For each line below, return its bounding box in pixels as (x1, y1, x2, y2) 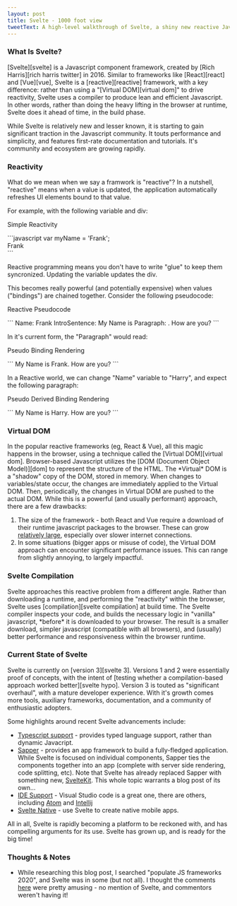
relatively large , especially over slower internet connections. (17, 531, 193, 539)
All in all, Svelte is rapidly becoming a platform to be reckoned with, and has (7, 819, 228, 828)
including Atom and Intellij (17, 798, 93, 806)
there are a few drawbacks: (7, 502, 87, 511)
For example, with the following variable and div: (7, 206, 148, 215)
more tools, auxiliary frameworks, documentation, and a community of (7, 695, 212, 704)
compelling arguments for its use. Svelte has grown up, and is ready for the (7, 827, 226, 835)
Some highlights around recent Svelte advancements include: (7, 717, 186, 725)
